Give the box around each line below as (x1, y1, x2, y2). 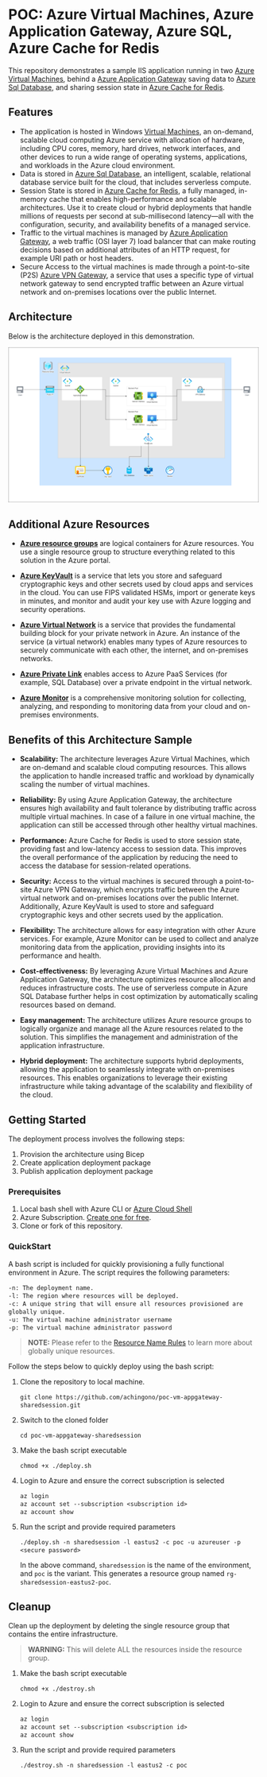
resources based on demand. (19, 1000, 117, 1010)
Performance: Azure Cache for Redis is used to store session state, (19, 836, 242, 846)
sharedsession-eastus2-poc (19, 1578, 110, 1586)
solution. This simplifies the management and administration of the (19, 1032, 238, 1042)
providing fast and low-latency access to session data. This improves (19, 844, 247, 854)
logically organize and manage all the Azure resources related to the (19, 1024, 244, 1034)
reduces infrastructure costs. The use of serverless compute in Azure (19, 983, 249, 993)
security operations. (19, 605, 86, 614)
